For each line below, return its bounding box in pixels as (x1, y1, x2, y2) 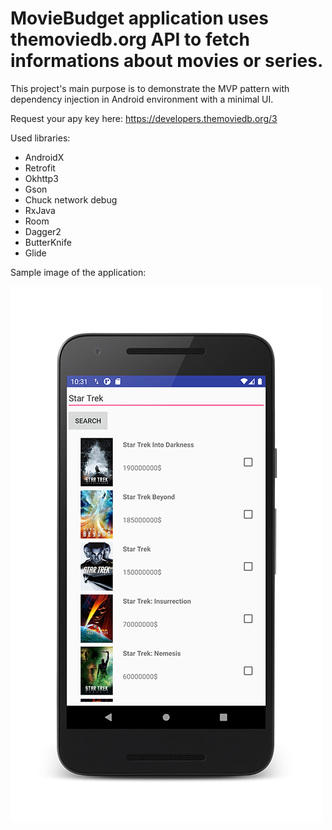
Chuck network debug (24, 193, 118, 206)
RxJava (24, 204, 56, 216)
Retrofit (24, 162, 56, 174)
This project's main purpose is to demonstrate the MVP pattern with (10, 82, 290, 94)
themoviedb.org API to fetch (10, 28, 251, 51)
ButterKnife (24, 236, 72, 248)
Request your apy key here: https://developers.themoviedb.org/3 (10, 112, 278, 124)
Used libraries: (10, 132, 71, 144)
